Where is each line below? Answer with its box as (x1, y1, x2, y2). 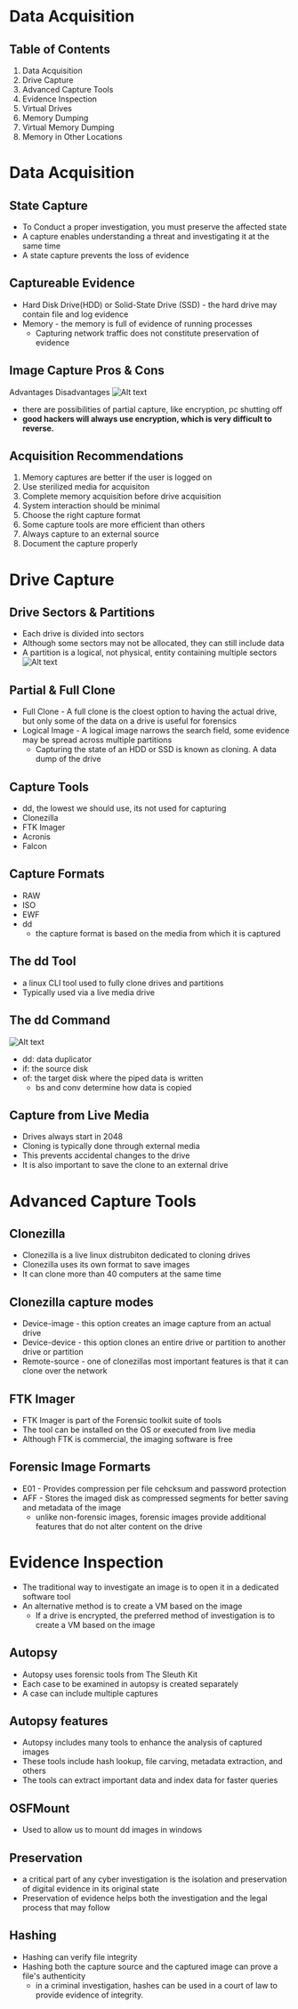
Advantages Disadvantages (9, 386, 110, 397)
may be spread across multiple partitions (21, 734, 173, 745)
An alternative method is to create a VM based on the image (21, 1600, 243, 1611)
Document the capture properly (21, 539, 138, 549)
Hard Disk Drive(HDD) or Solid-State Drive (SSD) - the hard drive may (21, 299, 278, 310)
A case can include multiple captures (21, 1688, 158, 1698)
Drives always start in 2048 (21, 1131, 123, 1142)
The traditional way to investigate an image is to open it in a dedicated (21, 1582, 279, 1592)
